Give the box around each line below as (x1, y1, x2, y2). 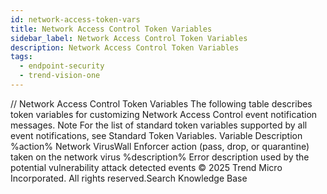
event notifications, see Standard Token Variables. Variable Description (10, 129, 303, 141)
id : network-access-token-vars (10, 14, 141, 25)
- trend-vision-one (19, 71, 101, 81)
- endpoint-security (19, 61, 105, 71)
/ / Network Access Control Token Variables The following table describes (10, 97, 313, 110)
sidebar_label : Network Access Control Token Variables (10, 33, 248, 43)
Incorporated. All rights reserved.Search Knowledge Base (10, 172, 248, 184)
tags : (10, 52, 33, 62)
